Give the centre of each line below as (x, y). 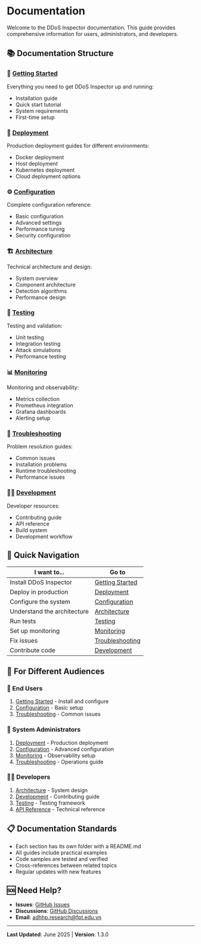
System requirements (42, 111)
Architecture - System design (52, 790)
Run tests (23, 621)
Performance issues (40, 477)
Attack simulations (38, 350)
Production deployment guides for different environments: (78, 145)
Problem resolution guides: (40, 447)
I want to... (49, 572)
